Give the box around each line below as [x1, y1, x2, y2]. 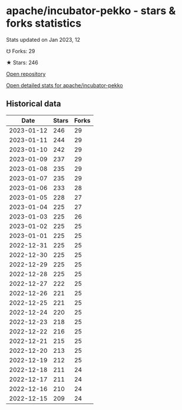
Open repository [6, 70, 46, 77]
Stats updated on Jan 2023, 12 [6, 36, 81, 43]
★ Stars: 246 [6, 59, 38, 66]
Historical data [6, 99, 61, 109]
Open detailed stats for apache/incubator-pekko [6, 81, 123, 89]
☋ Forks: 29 [6, 47, 35, 54]
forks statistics [6, 16, 81, 30]
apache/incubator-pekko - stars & [6, 4, 176, 18]
